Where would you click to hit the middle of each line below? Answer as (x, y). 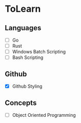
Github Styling (27, 86)
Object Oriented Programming (44, 115)
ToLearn (23, 9)
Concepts (21, 103)
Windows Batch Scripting (39, 52)
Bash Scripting (28, 57)
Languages (23, 28)
